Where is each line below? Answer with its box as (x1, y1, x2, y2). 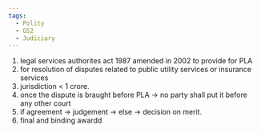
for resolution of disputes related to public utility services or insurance (19, 65, 252, 75)
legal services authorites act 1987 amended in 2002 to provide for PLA (19, 56, 253, 66)
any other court (19, 99, 71, 108)
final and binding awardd (19, 115, 102, 125)
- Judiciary (15, 34, 56, 42)
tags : (8, 11, 26, 20)
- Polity (15, 19, 45, 27)
